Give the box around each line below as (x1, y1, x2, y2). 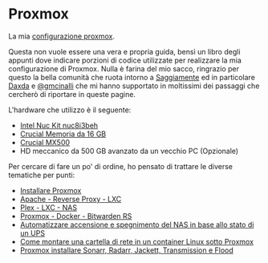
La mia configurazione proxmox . (8, 31, 115, 41)
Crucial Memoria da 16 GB (19, 129, 107, 139)
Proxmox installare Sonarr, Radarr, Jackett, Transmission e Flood (19, 245, 234, 255)
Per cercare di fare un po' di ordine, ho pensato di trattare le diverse (8, 161, 233, 171)
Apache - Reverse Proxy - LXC (19, 194, 122, 204)
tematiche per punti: (8, 170, 75, 180)
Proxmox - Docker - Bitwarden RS (19, 211, 132, 221)
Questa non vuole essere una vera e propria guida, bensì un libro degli (8, 47, 241, 56)
